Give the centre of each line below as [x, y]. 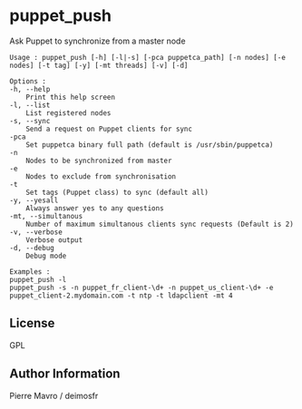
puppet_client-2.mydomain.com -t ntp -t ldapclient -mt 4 [121, 296]
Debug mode [46, 256]
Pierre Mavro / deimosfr [54, 395]
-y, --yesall [34, 200]
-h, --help [30, 89]
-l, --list [30, 105]
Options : [28, 81]
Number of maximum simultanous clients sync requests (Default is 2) [160, 224]
